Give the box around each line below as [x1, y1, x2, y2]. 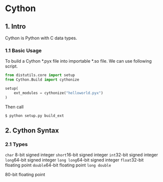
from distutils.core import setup [5, 73, 75, 78]
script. [5, 64, 18, 69]
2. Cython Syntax [5, 127, 59, 135]
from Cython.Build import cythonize [5, 77, 79, 83]
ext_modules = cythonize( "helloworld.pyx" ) [14, 90, 104, 95]
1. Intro [5, 22, 26, 31]
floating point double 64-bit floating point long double [5, 162, 111, 168]
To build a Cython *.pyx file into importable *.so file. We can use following [5, 58, 152, 64]
